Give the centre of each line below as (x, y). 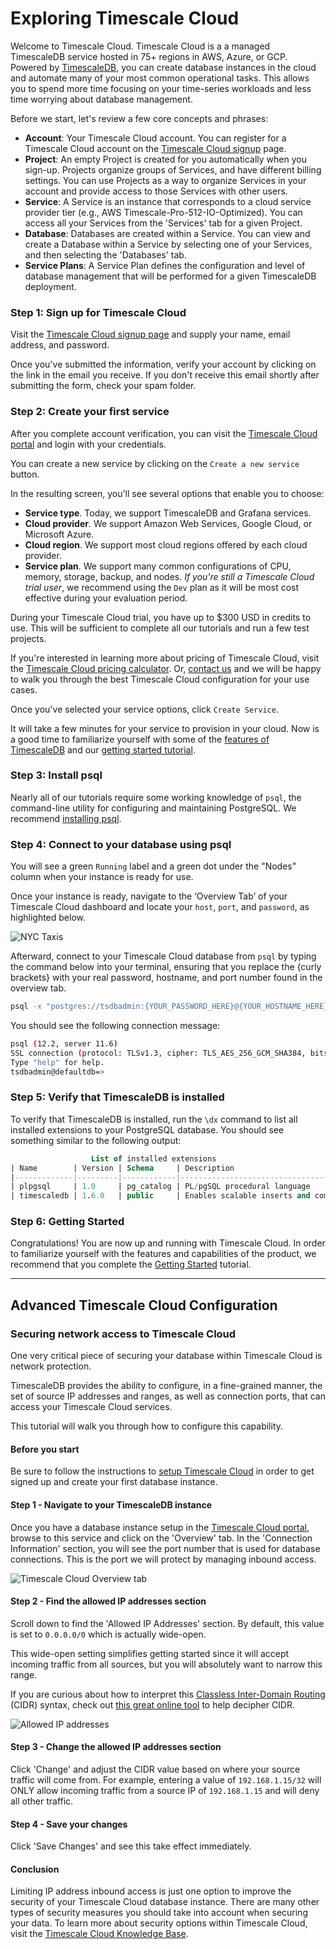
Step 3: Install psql (56, 775)
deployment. (50, 286)
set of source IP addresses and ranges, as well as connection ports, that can (168, 1396)
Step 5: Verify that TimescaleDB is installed (117, 1097)
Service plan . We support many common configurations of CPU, (158, 566)
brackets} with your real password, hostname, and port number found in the (166, 978)
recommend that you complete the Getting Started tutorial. (131, 1264)
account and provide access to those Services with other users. (156, 191)
